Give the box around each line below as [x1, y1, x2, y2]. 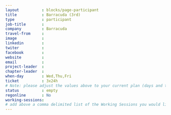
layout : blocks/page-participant [5, 7, 99, 13]
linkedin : [5, 41, 44, 46]
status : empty [5, 88, 58, 93]
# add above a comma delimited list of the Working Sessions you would [5, 102, 160, 107]
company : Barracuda [5, 26, 67, 32]
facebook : [5, 50, 44, 55]
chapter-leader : [5, 69, 44, 74]
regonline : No [5, 93, 51, 98]
